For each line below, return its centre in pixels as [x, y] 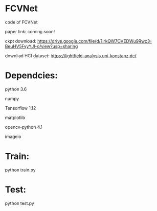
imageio [13, 136]
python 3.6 [16, 89]
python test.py [20, 203]
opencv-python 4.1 [24, 127]
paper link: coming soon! [30, 31]
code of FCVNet [22, 22]
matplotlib [15, 117]
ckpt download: [21, 41]
